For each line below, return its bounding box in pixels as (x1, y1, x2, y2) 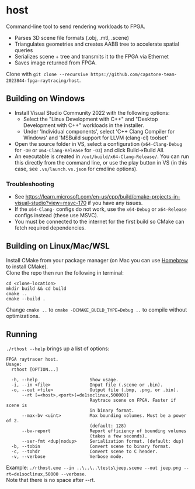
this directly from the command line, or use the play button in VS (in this (14, 159, 187, 166)
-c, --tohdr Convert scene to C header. (11, 449, 158, 454)
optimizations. (6, 312, 40, 319)
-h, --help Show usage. (11, 377, 119, 382)
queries (14, 46, 33, 53)
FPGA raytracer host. (6, 356, 59, 362)
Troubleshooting (6, 180, 54, 188)
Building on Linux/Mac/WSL (6, 241, 110, 251)
